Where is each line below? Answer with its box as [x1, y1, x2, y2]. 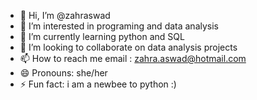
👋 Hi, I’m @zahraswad [19, 10, 111, 21]
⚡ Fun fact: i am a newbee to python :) [19, 78, 177, 90]
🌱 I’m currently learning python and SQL [19, 31, 185, 42]
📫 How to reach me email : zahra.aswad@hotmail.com [19, 53, 247, 64]
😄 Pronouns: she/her [19, 67, 108, 79]
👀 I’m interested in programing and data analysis [19, 20, 219, 32]
